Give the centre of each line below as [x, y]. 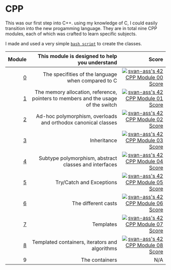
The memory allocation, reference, [76, 92]
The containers [99, 260]
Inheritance [104, 140]
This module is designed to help [78, 56]
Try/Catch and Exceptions [86, 182]
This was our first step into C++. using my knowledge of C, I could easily [81, 23]
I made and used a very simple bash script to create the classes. [74, 43]
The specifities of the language [80, 74]
